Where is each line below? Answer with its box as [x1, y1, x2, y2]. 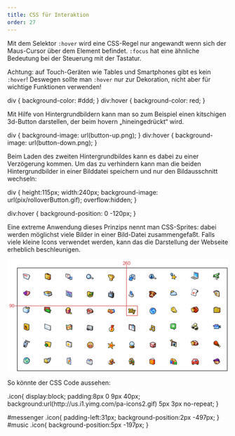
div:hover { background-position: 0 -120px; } [7, 209, 137, 217]
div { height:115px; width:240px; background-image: [7, 188, 159, 196]
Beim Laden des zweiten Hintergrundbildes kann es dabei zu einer [7, 152, 199, 160]
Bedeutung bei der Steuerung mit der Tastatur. [7, 53, 142, 63]
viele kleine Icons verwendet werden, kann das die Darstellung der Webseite [7, 238, 229, 246]
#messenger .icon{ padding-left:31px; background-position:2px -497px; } [7, 413, 220, 422]
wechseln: [7, 174, 37, 183]
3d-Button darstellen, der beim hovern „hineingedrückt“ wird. [7, 117, 184, 126]
